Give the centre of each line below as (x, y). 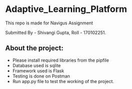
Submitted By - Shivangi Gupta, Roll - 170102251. (56, 32)
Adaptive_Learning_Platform (66, 9)
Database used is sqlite (37, 65)
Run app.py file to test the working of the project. (63, 81)
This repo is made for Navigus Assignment (49, 23)
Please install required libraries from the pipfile (61, 60)
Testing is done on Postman (41, 76)
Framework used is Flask (38, 71)
